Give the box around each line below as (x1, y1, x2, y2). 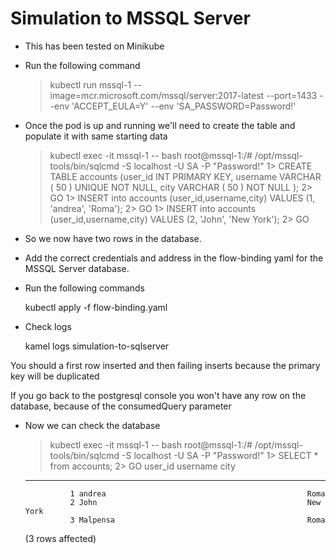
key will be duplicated (10, 370, 100, 382)
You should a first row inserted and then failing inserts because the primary (10, 359, 321, 371)
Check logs (24, 320, 72, 332)
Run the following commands (24, 282, 145, 294)
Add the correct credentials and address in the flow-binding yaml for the (24, 252, 324, 264)
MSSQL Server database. (24, 262, 130, 274)
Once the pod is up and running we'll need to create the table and (24, 119, 296, 131)
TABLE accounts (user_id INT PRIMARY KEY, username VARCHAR (49, 170, 322, 182)
